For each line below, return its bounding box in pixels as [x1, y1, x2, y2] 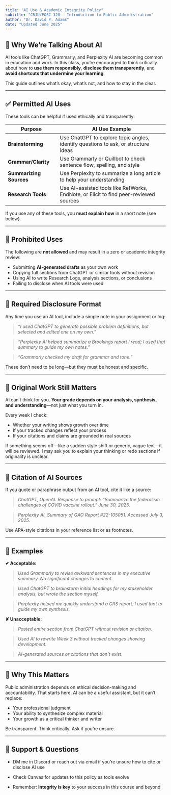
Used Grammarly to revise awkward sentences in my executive [17, 570, 151, 576]
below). [5, 215, 21, 222]
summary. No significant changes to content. [17, 575, 113, 581]
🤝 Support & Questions [5, 745, 79, 754]
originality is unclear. [5, 453, 49, 459]
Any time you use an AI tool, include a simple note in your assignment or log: [5, 313, 166, 319]
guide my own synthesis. [17, 606, 70, 612]
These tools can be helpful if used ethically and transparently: [5, 113, 135, 119]
